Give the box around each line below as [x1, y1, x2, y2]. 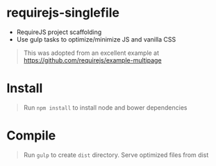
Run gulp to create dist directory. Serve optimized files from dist [23, 151, 209, 159]
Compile [6, 128, 56, 144]
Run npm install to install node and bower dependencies [23, 103, 188, 112]
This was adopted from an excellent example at [23, 49, 160, 57]
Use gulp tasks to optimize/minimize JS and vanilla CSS [16, 35, 176, 43]
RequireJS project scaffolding [16, 28, 102, 36]
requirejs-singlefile [6, 5, 119, 21]
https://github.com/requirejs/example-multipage [23, 56, 162, 64]
